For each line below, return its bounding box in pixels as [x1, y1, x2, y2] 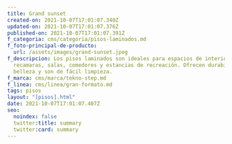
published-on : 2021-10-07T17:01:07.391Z [7, 29, 126, 37]
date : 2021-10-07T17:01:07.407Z [7, 100, 100, 107]
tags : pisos [7, 87, 41, 94]
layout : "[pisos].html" [7, 94, 76, 101]
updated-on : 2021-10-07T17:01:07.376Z [7, 23, 119, 30]
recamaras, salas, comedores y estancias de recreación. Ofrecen [13, 62, 206, 69]
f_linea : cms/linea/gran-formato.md [7, 81, 113, 88]
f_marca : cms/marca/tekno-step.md [7, 74, 107, 82]
